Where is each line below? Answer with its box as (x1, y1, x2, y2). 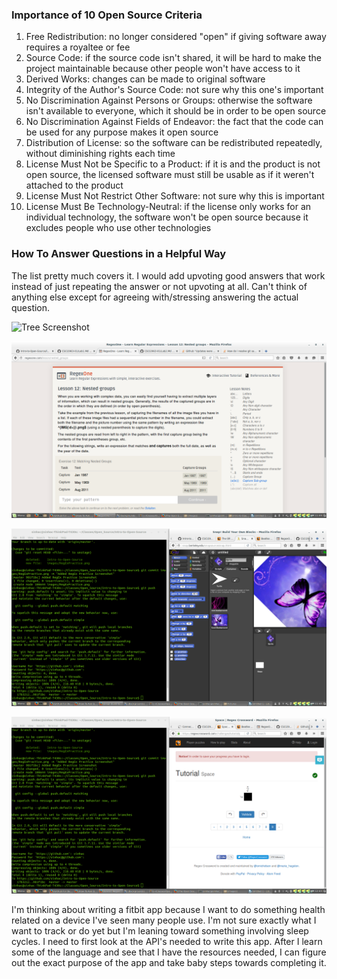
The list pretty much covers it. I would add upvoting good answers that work (11, 269, 326, 282)
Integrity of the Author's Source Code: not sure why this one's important (25, 84, 324, 96)
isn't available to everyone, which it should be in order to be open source (25, 105, 327, 117)
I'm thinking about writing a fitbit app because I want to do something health (11, 904, 326, 916)
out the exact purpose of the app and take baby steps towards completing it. (11, 957, 327, 969)
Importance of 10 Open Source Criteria (11, 8, 203, 22)
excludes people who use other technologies (25, 222, 212, 234)
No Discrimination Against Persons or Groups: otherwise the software (25, 94, 313, 107)
